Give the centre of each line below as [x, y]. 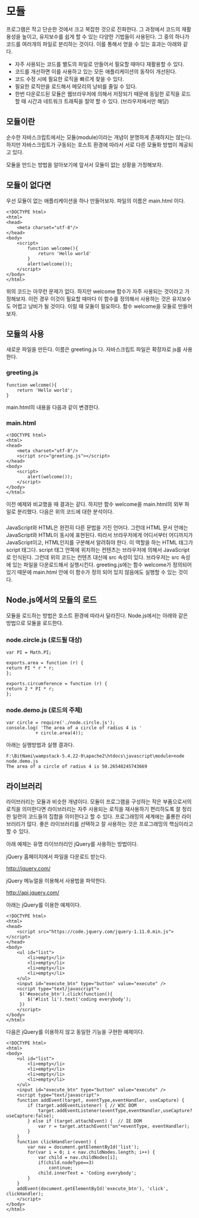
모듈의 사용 [25, 334]
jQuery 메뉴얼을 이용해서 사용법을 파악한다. [56, 881]
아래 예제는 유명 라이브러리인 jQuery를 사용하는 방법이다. [72, 844]
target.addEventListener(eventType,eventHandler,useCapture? [115, 1111]
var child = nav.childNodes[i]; [78, 1158]
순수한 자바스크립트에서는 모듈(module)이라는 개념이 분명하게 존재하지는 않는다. [99, 137]
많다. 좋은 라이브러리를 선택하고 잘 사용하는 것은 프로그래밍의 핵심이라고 [110, 824]
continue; [61, 1168]
